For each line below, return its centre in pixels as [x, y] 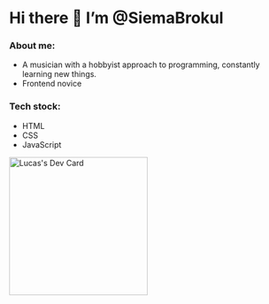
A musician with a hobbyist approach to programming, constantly [141, 65]
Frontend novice [52, 84]
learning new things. [59, 74]
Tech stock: [35, 107]
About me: [32, 46]
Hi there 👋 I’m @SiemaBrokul [116, 18]
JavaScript [42, 144]
